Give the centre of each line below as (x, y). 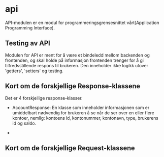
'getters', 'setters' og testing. (34, 71)
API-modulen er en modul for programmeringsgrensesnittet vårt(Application (82, 23)
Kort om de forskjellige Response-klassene (73, 86)
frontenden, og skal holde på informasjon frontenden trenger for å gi (74, 60)
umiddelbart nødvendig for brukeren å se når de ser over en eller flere (83, 113)
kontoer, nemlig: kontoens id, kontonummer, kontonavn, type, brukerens (85, 118)
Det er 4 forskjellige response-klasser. (44, 98)
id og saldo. (24, 123)
